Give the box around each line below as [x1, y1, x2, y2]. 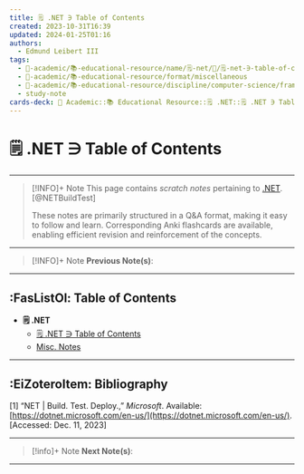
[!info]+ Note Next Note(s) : [31, 445, 134, 456]
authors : [9, 38, 43, 48]
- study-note [17, 89, 67, 98]
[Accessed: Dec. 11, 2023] [9, 419, 107, 430]
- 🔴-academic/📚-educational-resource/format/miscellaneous [17, 73, 248, 82]
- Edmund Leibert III [17, 47, 100, 56]
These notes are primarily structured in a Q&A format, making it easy [31, 210, 288, 221]
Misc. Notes [35, 342, 81, 353]
